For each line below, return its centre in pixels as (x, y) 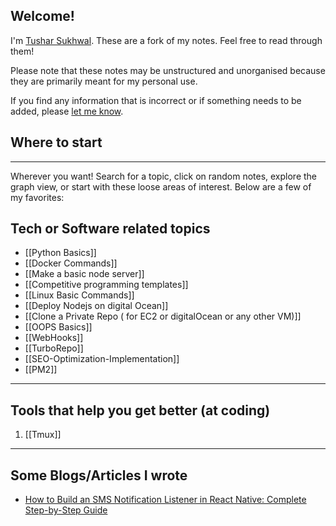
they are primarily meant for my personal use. (104, 81)
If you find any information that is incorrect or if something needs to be (156, 100)
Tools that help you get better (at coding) (140, 410)
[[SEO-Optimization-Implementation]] (102, 359)
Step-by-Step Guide (66, 510)
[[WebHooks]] (54, 338)
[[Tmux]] (43, 435)
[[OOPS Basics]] (58, 327)
